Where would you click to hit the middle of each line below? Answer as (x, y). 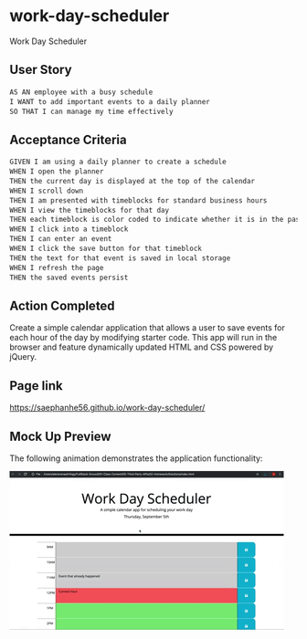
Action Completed (63, 305)
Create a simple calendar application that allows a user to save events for (147, 328)
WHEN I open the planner (57, 172)
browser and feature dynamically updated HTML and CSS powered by (142, 347)
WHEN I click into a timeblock (69, 229)
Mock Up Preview (60, 436)
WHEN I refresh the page (57, 267)
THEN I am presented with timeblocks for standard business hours (138, 200)
